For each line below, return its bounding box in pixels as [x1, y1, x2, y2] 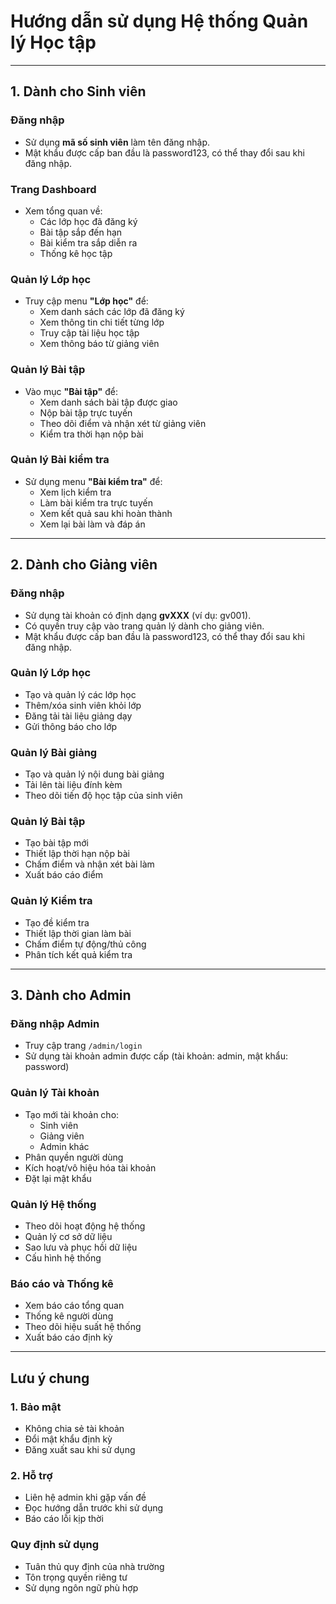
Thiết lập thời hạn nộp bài [24, 848, 130, 860]
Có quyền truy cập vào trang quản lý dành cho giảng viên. [24, 620, 265, 632]
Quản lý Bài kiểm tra [10, 453, 110, 467]
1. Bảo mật [10, 1400, 62, 1414]
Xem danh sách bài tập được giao [39, 396, 178, 408]
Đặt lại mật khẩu [24, 1172, 92, 1184]
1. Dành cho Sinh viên [10, 83, 147, 100]
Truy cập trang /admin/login [24, 1040, 143, 1052]
